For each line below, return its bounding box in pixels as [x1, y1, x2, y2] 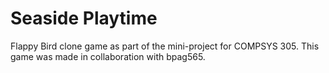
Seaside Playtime [10, 7, 158, 30]
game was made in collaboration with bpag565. [10, 50, 206, 62]
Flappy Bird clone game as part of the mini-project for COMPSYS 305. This [10, 40, 320, 52]
